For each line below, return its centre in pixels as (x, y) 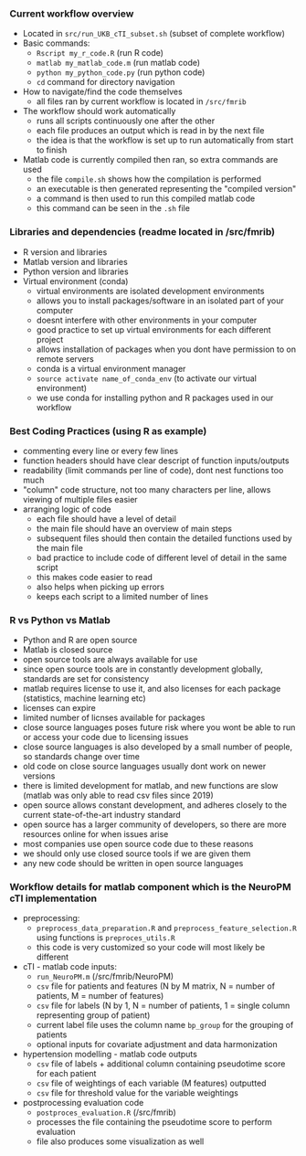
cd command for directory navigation (106, 82)
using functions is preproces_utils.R (106, 938)
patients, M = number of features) (100, 996)
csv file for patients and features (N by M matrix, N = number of (156, 986)
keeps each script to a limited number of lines (122, 596)
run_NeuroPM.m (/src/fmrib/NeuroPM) (105, 977)
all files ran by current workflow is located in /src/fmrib (141, 101)
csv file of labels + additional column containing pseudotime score (161, 1064)
